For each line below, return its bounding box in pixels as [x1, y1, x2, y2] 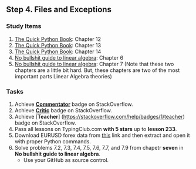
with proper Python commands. [14, 137, 91, 145]
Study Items [6, 22, 42, 30]
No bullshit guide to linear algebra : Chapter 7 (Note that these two [14, 60, 174, 67]
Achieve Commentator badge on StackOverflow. [14, 101, 133, 108]
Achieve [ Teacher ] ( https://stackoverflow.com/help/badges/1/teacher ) [14, 113, 185, 120]
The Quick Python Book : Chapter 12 [14, 35, 102, 43]
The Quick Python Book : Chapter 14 [14, 48, 102, 55]
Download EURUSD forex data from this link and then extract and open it [14, 132, 190, 139]
